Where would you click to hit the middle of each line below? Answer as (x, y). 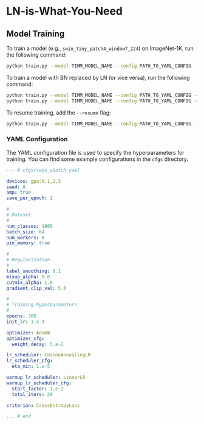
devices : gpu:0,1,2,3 (34, 181)
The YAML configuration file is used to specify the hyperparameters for (96, 152)
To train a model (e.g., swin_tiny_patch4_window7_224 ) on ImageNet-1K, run (100, 48)
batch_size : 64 (25, 232)
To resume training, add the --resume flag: (59, 112)
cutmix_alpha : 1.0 (29, 282)
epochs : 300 (21, 316)
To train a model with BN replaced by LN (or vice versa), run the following (98, 77)
